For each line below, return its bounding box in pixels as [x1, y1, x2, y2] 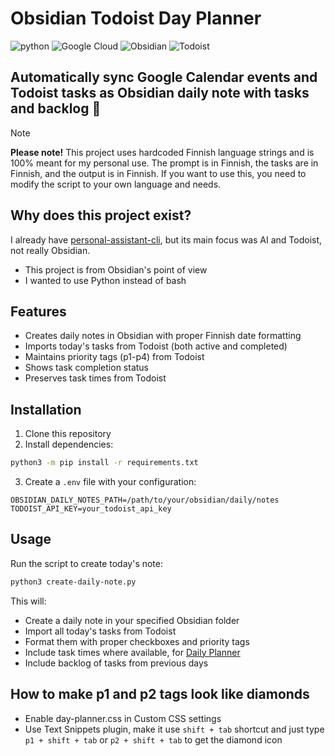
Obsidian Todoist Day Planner [10, 7, 262, 30]
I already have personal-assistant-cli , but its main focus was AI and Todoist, [10, 233, 323, 246]
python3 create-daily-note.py [10, 577, 137, 587]
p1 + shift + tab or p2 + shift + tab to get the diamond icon [24, 733, 283, 746]
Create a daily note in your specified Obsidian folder [24, 614, 240, 626]
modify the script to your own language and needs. [10, 178, 222, 190]
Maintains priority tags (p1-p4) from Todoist [24, 351, 205, 363]
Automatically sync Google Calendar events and [10, 69, 318, 86]
